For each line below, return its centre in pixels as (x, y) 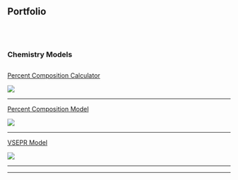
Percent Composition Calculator (54, 76)
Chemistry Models (40, 54)
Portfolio (27, 12)
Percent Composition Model (48, 109)
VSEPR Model (28, 143)
